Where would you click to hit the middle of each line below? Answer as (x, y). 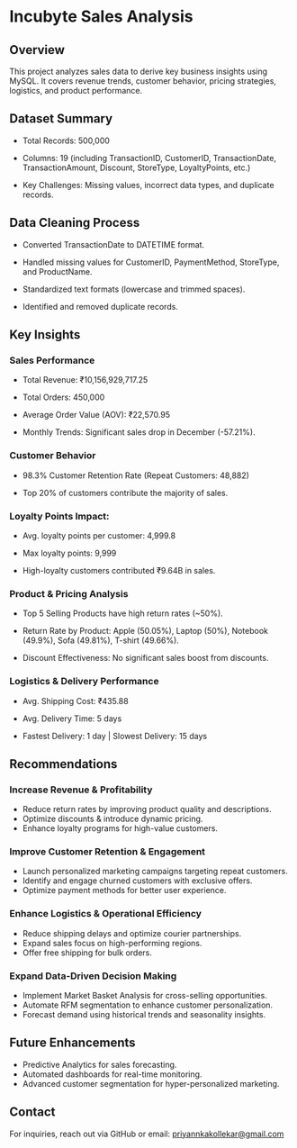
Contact (32, 1112)
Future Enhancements (73, 1043)
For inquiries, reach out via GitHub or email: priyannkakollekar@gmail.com (147, 1134)
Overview (37, 50)
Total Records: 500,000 (66, 140)
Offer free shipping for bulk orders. (87, 953)
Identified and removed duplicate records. (100, 306)
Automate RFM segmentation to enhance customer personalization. (147, 1005)
